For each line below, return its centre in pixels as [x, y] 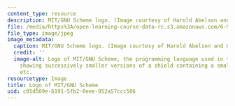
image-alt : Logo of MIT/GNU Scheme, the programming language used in [119, 59]
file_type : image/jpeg [40, 33]
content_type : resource [42, 14]
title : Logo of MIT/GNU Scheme [53, 85]
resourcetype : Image [37, 78]
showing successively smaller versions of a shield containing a [117, 66]
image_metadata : [31, 40]
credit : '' [29, 53]
